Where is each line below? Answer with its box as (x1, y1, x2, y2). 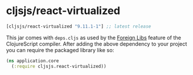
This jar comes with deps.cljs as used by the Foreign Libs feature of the (6, 34, 181, 41)
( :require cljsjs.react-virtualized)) (11, 63, 107, 69)
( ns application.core (6, 57, 59, 64)
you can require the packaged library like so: (6, 46, 115, 53)
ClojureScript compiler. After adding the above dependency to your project (6, 40, 187, 47)
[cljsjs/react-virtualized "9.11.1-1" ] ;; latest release (6, 23, 151, 29)
